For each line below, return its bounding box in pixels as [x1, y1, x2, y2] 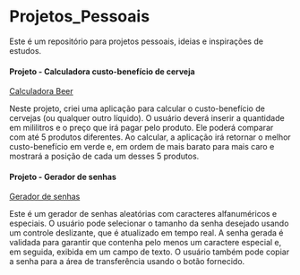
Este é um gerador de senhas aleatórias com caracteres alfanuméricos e [9, 209, 278, 219]
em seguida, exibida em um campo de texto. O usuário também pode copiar [9, 246, 289, 257]
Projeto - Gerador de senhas [9, 171, 116, 182]
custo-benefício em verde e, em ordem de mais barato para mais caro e [9, 142, 275, 152]
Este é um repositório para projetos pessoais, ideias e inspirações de [9, 36, 264, 47]
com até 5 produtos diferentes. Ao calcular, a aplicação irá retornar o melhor [9, 132, 291, 142]
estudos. [9, 45, 42, 56]
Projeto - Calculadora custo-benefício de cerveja [9, 65, 195, 77]
